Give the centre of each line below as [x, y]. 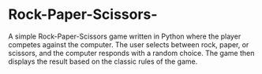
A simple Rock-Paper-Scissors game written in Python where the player [125, 36]
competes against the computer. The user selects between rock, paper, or [129, 44]
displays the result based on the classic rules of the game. [103, 61]
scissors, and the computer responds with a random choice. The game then [131, 53]
